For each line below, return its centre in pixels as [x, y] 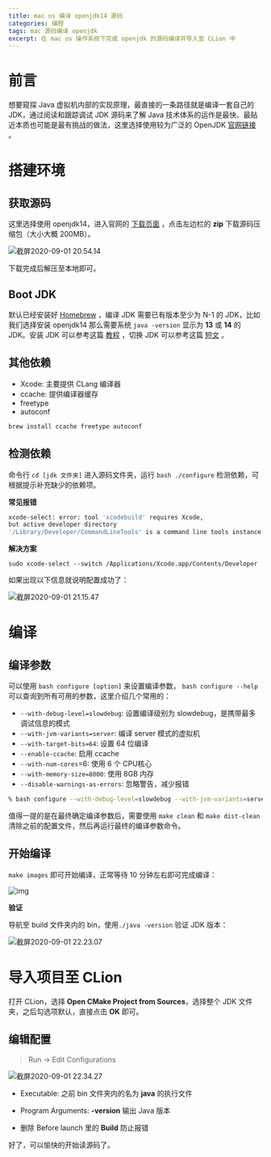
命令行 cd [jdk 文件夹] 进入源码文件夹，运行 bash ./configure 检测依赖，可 [134, 474]
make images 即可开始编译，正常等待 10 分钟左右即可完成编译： [113, 874]
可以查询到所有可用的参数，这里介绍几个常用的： [90, 696]
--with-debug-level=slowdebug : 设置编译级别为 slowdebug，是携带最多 [138, 713]
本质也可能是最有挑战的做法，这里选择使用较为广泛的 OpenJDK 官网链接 [135, 125]
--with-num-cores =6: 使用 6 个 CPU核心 [86, 764]
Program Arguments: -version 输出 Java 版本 [95, 1110]
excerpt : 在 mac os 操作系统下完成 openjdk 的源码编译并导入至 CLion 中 [122, 38]
